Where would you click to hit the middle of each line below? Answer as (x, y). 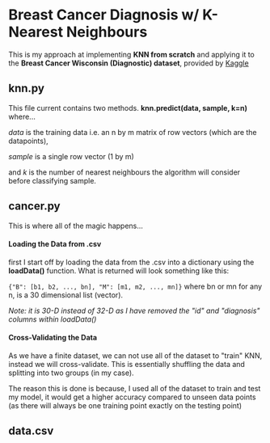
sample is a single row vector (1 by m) (72, 156)
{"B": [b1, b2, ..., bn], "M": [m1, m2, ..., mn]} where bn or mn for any (135, 286)
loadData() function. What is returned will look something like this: (119, 270)
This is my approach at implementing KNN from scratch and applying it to (131, 54)
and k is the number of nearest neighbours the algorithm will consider (124, 172)
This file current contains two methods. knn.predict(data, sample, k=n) (128, 108)
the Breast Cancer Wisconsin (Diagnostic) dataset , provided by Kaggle (129, 63)
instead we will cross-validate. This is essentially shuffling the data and (127, 364)
